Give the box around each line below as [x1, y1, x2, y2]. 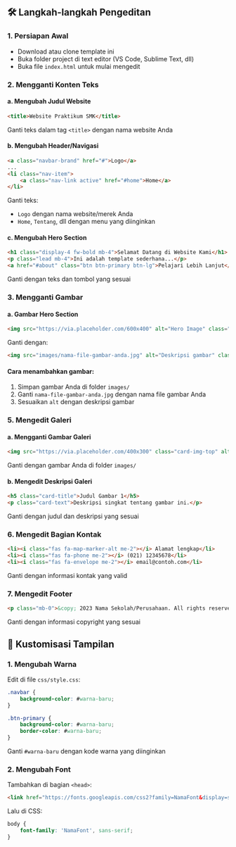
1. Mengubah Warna [7, 659, 77, 669]
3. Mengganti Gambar [7, 292, 84, 302]
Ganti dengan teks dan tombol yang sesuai [7, 275, 131, 284]
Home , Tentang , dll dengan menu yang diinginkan [17, 218, 156, 226]
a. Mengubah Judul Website [7, 97, 91, 106]
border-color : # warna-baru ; [20, 728, 102, 735]
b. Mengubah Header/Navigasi [7, 142, 99, 150]
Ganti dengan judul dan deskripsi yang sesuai [7, 512, 139, 520]
